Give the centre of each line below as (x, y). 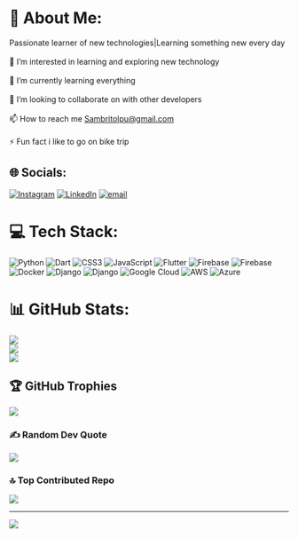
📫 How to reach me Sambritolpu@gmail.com (92, 118)
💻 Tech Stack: (64, 231)
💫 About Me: (56, 18)
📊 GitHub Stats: (70, 309)
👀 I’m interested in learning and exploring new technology (114, 61)
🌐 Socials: (38, 173)
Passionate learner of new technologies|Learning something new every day (147, 43)
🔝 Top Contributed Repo (62, 480)
